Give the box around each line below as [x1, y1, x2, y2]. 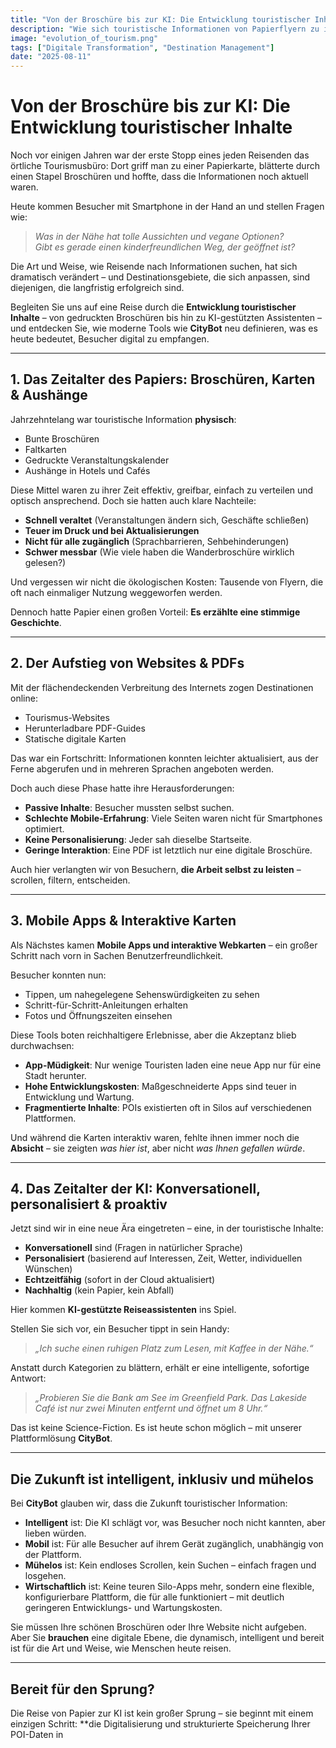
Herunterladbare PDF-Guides [24, 722, 146, 734]
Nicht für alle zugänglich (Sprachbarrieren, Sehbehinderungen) [24, 535, 290, 547]
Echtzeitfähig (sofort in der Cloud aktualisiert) [24, 1274, 216, 1286]
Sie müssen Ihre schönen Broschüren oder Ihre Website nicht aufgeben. [10, 1621, 307, 1633]
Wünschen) [24, 1263, 73, 1275]
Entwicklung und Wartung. [24, 1091, 135, 1103]
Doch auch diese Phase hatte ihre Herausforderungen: [10, 782, 235, 794]
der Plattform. [24, 1549, 82, 1561]
